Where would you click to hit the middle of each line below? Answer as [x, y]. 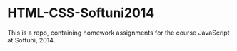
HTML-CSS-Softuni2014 [81, 13]
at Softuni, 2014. [31, 40]
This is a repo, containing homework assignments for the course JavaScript [118, 33]
